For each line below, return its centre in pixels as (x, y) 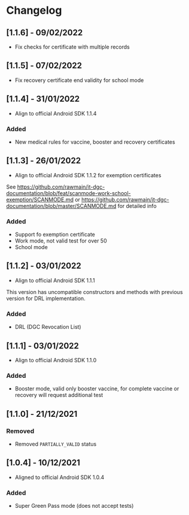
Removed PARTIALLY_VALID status (56, 444)
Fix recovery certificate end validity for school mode (79, 80)
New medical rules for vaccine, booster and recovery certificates (95, 142)
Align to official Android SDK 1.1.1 (55, 280)
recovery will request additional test (59, 395)
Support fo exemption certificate (55, 235)
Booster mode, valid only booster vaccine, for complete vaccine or (97, 389)
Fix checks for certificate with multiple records (72, 47)
